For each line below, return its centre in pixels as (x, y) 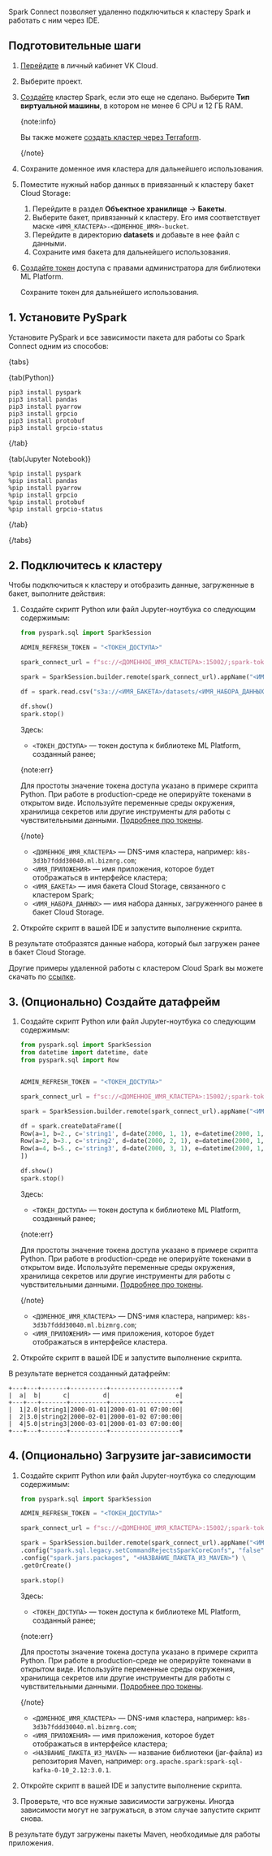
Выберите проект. (51, 81)
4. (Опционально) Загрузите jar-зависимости (130, 1456)
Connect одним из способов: (58, 346)
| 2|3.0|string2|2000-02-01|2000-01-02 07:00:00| (96, 1417)
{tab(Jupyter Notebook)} (50, 459)
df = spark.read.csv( (56, 691)
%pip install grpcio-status (56, 509)
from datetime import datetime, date (84, 1053)
